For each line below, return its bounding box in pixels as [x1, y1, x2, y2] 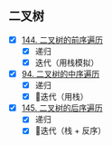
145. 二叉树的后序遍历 [21, 102, 103, 113]
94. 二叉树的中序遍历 [21, 69, 100, 79]
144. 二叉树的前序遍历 [21, 34, 104, 45]
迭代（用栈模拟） [34, 57, 99, 68]
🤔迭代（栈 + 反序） [34, 125, 106, 136]
